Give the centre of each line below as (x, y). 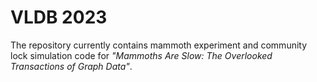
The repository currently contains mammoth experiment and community (159, 45)
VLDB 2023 (59, 17)
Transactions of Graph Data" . (71, 66)
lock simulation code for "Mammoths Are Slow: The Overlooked (141, 55)
